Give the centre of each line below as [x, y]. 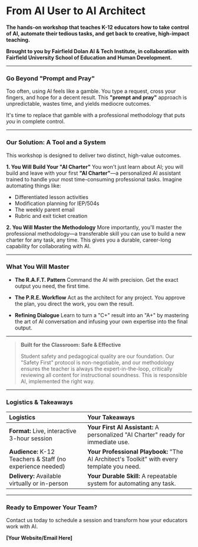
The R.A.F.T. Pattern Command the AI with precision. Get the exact [96, 279]
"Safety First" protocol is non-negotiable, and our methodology [97, 362]
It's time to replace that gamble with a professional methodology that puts [96, 115]
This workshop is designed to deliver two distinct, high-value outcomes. [94, 155]
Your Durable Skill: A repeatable [132, 476]
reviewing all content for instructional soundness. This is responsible [104, 375]
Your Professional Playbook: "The [136, 452]
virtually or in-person [39, 484]
